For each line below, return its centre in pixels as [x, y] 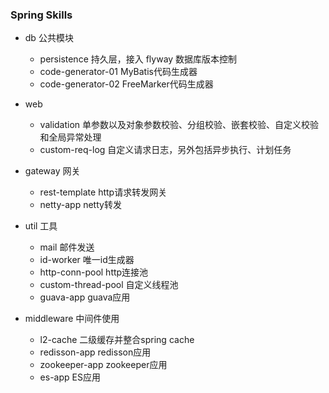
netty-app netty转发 [80, 205]
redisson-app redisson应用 [95, 352]
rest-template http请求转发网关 [103, 192]
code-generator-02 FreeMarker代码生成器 [126, 84]
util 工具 [41, 226]
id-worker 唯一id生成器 [87, 260]
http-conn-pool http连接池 [94, 272]
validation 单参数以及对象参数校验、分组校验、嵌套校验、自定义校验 [179, 125]
